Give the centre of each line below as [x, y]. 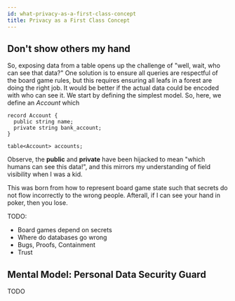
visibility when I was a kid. [45, 174]
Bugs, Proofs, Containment [56, 245]
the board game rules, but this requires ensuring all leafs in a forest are [110, 81]
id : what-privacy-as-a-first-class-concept [72, 14]
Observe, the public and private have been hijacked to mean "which [106, 159]
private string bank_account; [58, 128]
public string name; [43, 122]
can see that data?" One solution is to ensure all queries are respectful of [113, 73]
